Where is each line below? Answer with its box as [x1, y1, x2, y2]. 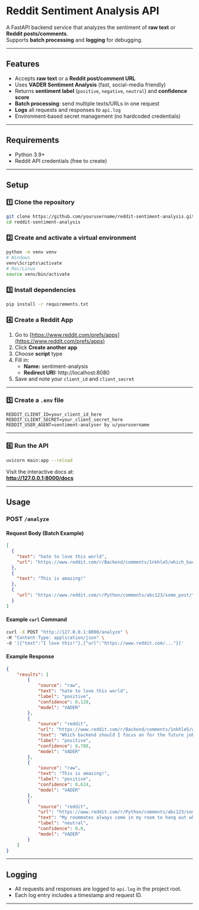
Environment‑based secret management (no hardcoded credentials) [14, 112, 181, 120]
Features [6, 59, 40, 69]
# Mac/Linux [6, 265, 36, 272]
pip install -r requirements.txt [6, 301, 89, 307]
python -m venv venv [6, 249, 57, 255]
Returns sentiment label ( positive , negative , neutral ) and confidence [14, 87, 188, 94]
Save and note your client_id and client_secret [14, 375, 134, 382]
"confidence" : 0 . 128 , [37, 699, 92, 705]
